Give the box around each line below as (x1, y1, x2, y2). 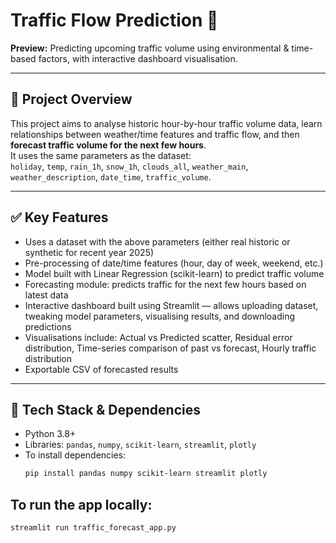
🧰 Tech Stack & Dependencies (10, 401, 202, 418)
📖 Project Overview (10, 91, 133, 108)
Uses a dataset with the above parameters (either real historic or (24, 235, 291, 248)
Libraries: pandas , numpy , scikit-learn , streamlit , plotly (24, 439, 257, 451)
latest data (24, 289, 69, 301)
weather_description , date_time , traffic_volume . (10, 170, 212, 183)
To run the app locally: (10, 496, 153, 513)
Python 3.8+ (24, 428, 77, 440)
